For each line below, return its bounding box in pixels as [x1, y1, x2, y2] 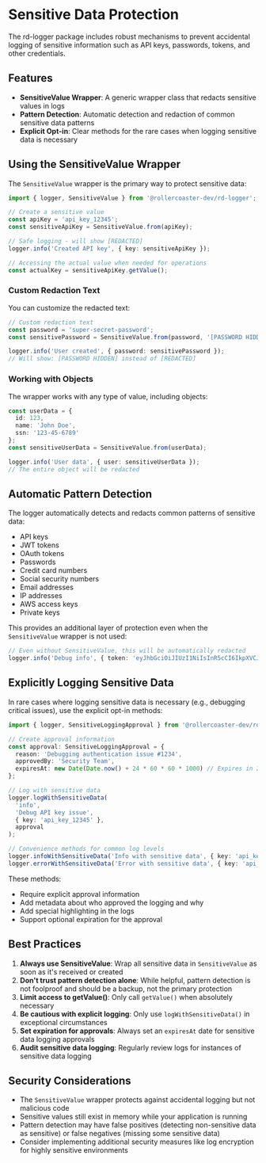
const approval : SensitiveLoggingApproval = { [8, 742, 165, 750]
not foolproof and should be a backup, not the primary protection [19, 984, 233, 993]
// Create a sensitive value [8, 208, 104, 216]
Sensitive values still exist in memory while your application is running [19, 1112, 248, 1122]
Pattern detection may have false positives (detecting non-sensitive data [19, 1120, 256, 1130]
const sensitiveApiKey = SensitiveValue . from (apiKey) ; [8, 223, 193, 231]
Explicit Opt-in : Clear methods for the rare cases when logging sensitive [19, 126, 257, 135]
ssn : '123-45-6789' [15, 429, 80, 437]
